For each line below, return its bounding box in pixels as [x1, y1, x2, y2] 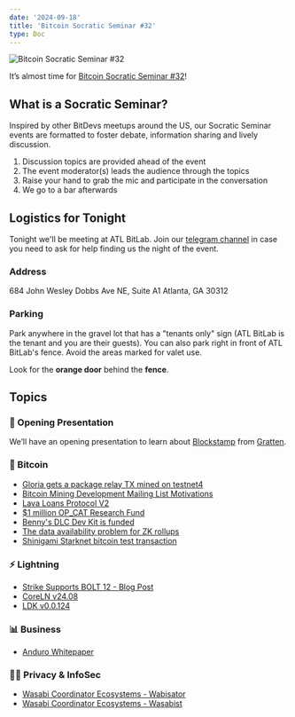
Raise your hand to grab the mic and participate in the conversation [21, 175, 268, 186]
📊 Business [9, 623, 62, 635]
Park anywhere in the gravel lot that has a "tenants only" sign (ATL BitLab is [9, 327, 285, 338]
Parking [9, 308, 44, 320]
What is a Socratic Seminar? [9, 97, 168, 112]
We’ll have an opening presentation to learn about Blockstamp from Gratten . [9, 437, 287, 447]
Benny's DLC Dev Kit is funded [21, 516, 135, 527]
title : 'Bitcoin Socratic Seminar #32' [9, 21, 157, 30]
